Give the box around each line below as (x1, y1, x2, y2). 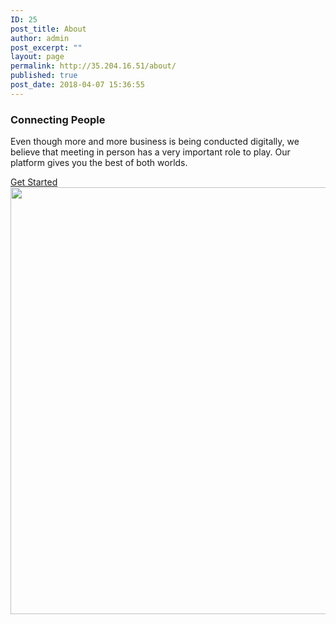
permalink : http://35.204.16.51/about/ (10, 61, 177, 71)
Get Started (10, 176, 58, 188)
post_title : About (10, 24, 87, 34)
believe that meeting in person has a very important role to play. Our (10, 146, 291, 158)
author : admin (10, 33, 70, 43)
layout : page (10, 52, 65, 62)
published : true (10, 71, 78, 81)
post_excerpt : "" (10, 42, 83, 53)
